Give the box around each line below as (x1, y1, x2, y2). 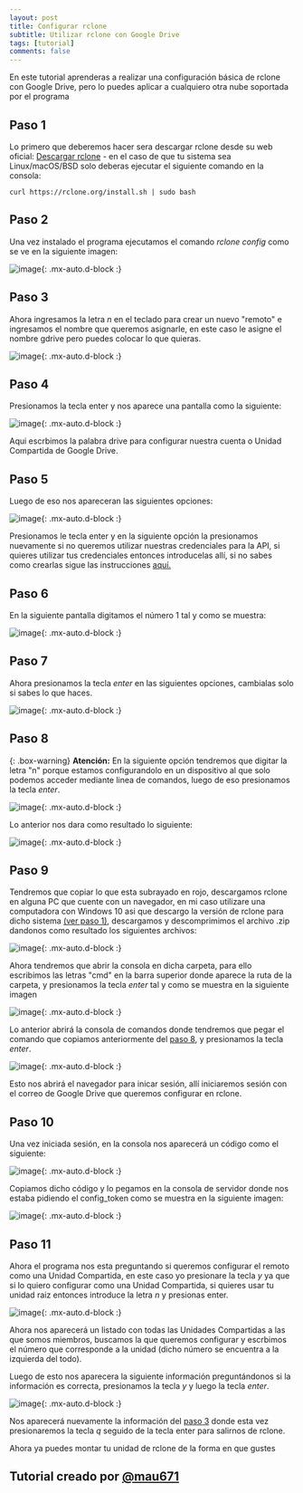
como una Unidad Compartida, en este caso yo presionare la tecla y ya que (9, 1270, 290, 1281)
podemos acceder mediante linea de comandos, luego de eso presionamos (9, 774, 291, 785)
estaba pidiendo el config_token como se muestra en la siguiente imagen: (9, 1192, 284, 1204)
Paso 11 (9, 1237, 52, 1252)
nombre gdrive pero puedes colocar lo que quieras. (9, 332, 202, 344)
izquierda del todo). (9, 1354, 82, 1364)
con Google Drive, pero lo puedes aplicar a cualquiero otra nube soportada (9, 81, 289, 92)
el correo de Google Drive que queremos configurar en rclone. (9, 1088, 242, 1099)
